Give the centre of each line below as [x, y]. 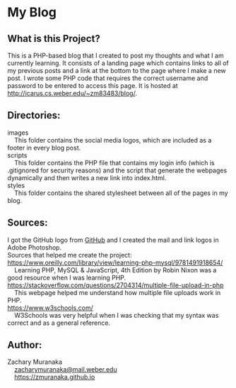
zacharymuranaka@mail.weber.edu [66, 370]
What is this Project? [54, 39]
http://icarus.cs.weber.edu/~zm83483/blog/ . [72, 93]
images [18, 133]
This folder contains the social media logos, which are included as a [113, 140]
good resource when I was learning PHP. [67, 277]
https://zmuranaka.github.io [54, 377]
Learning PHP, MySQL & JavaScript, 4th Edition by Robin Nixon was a [115, 270]
